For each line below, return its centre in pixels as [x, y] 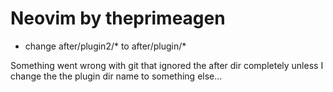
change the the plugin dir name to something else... [116, 76]
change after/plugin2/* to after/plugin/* [105, 46]
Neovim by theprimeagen [118, 18]
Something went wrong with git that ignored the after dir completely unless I [167, 65]
